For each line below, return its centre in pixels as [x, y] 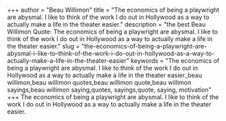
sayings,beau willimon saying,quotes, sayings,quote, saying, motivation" [109, 90]
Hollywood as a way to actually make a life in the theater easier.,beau [104, 75]
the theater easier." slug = [43, 46]
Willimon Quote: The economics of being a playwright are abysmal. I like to [112, 31]
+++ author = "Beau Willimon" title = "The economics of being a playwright [113, 10]
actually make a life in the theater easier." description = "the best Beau [106, 24]
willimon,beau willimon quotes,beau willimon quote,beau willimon [99, 82]
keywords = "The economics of [175, 60]
